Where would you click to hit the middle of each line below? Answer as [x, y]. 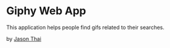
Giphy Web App [46, 11]
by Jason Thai [24, 39]
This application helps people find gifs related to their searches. [85, 27]
